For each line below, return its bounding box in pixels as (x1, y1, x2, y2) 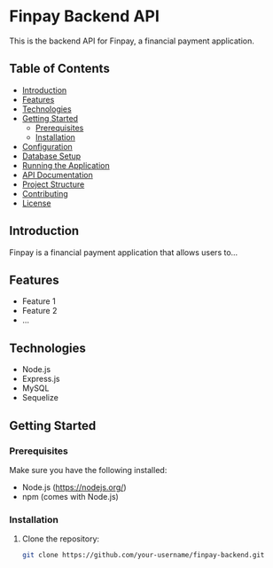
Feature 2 (21, 306, 58, 316)
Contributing (21, 188, 68, 198)
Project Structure (21, 179, 85, 190)
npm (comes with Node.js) (21, 491, 120, 502)
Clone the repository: (21, 533, 100, 544)
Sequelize (21, 393, 59, 403)
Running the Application (21, 160, 110, 170)
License (21, 198, 51, 208)
